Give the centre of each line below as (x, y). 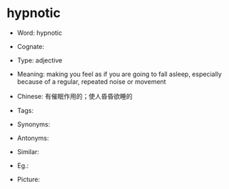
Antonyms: (33, 138)
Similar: (28, 151)
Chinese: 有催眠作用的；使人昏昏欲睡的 (75, 96)
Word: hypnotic (40, 33)
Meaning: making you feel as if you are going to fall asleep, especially (119, 74)
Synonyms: (34, 124)
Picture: (29, 179)
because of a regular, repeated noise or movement (91, 81)
